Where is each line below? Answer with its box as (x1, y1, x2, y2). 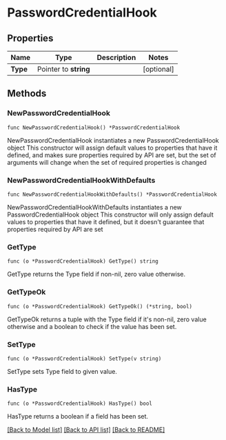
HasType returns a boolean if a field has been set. (7, 412, 149, 421)
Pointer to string (37, 64, 91, 74)
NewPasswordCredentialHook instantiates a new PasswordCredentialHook (7, 136, 219, 144)
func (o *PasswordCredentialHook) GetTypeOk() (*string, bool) (7, 303, 193, 310)
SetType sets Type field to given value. (7, 367, 117, 375)
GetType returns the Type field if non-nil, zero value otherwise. (7, 270, 186, 279)
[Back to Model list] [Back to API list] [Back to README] (7, 426, 165, 434)
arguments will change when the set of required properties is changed (7, 158, 207, 166)
